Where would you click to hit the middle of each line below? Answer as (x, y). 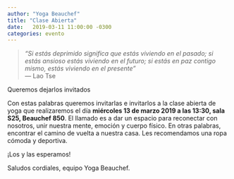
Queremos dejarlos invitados (49, 89)
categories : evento (36, 33)
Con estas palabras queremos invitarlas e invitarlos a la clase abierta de (112, 104)
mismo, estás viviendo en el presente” (80, 68)
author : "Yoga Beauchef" (44, 14)
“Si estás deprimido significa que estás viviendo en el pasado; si (119, 54)
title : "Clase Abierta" (42, 20)
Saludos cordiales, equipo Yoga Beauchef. (69, 168)
